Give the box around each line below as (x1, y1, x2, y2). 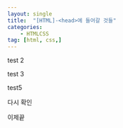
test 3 (7, 70, 25, 78)
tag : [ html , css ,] (7, 37, 62, 44)
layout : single (7, 10, 53, 18)
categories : (7, 23, 43, 30)
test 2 (7, 56, 25, 64)
